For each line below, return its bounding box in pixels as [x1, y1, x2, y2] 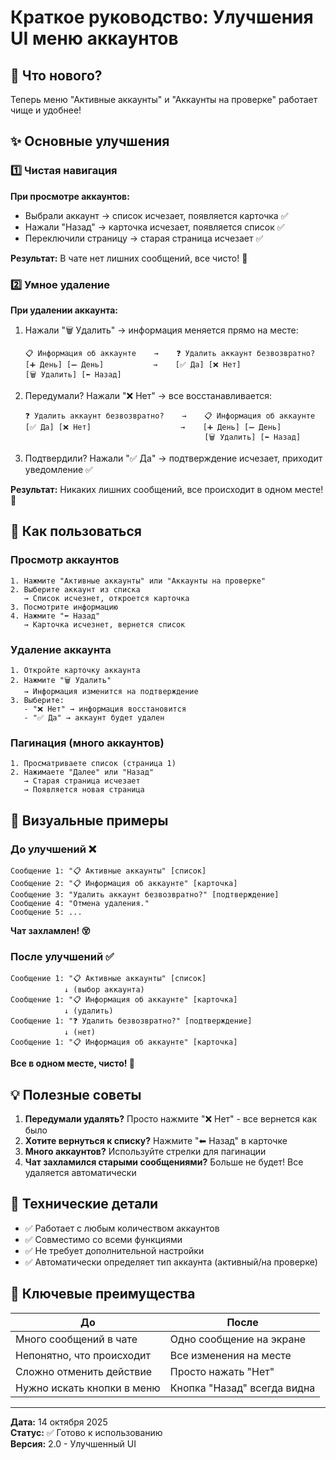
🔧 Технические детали [10, 1196, 159, 1213]
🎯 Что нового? [10, 67, 103, 84]
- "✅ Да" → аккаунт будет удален [23, 712, 165, 723]
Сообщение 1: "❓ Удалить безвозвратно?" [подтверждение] [10, 1016, 253, 1026]
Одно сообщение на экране [169, 1332, 307, 1346]
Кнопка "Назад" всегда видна [169, 1381, 316, 1395]
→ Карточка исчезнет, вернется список [23, 619, 186, 630]
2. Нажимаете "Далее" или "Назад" [10, 767, 155, 778]
